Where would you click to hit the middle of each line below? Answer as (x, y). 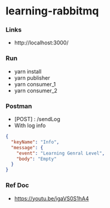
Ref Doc (17, 185)
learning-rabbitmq (52, 11)
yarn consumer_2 (36, 91)
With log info (30, 126)
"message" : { (27, 147)
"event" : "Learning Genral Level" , (61, 153)
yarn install (28, 71)
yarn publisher (32, 78)
